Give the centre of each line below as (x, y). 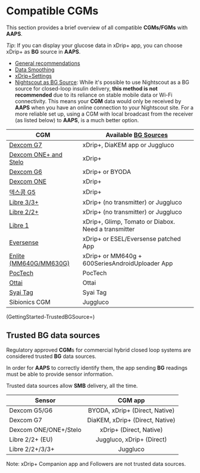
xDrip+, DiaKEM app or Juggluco (128, 145)
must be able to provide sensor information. (60, 374)
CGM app (131, 400)
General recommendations (47, 63)
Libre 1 (19, 225)
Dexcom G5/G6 (31, 410)
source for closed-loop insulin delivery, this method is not (86, 88)
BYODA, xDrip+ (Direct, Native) (131, 410)
